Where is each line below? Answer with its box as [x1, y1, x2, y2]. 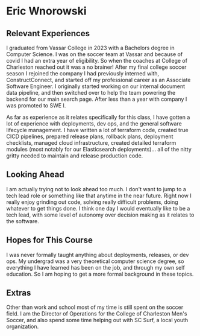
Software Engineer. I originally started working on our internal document [6, 83, 186, 90]
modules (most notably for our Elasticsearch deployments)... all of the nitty [6, 146, 192, 153]
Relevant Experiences [6, 28, 90, 39]
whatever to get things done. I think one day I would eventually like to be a [6, 204, 190, 212]
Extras [6, 288, 31, 298]
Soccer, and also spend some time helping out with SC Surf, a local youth [6, 317, 189, 324]
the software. [6, 217, 39, 224]
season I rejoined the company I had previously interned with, [6, 70, 160, 77]
